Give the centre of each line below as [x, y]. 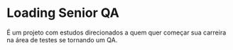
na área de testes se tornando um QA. [62, 39]
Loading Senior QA [63, 13]
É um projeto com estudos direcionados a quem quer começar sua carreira [116, 32]
